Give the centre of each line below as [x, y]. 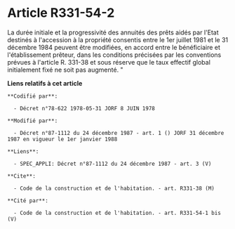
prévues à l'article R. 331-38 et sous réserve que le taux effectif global [109, 62]
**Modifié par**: [33, 121]
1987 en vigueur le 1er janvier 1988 [62, 139]
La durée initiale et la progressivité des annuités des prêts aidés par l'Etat [113, 32]
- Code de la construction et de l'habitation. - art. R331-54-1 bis [117, 213]
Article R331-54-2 [61, 13]
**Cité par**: [28, 201]
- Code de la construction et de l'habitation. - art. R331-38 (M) [114, 188]
